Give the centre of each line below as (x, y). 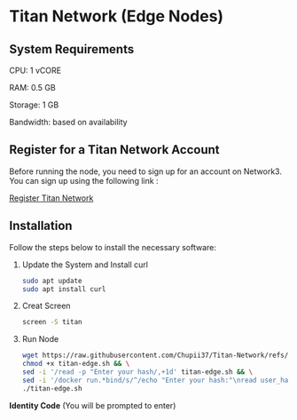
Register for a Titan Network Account (114, 150)
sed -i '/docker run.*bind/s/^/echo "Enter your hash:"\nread (139, 380)
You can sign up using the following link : (84, 180)
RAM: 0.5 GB (32, 87)
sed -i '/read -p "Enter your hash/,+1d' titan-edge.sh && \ (137, 372)
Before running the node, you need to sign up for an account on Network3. (145, 171)
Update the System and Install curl (85, 265)
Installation (41, 226)
